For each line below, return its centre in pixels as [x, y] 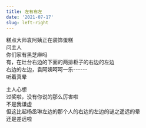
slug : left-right [27, 22]
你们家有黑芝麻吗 [27, 55]
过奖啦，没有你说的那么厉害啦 [42, 97]
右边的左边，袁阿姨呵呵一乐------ [47, 70]
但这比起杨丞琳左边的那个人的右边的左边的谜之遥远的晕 [73, 111]
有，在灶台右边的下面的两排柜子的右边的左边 [60, 62]
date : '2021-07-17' [30, 17]
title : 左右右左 [24, 12]
